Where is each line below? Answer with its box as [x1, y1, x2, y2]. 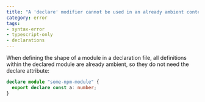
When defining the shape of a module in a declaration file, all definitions [6, 54, 187, 61]
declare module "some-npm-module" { [6, 79, 99, 85]
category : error [6, 15, 48, 21]
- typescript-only [6, 32, 53, 38]
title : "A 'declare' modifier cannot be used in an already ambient [6, 9, 184, 15]
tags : [6, 20, 20, 26]
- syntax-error [6, 26, 45, 32]
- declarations [6, 37, 45, 43]
